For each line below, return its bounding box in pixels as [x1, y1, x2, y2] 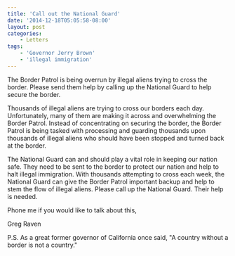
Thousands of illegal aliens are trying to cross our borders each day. [7, 103, 205, 113]
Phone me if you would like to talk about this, [7, 205, 137, 215]
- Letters [20, 37, 49, 44]
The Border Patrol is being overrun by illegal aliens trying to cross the [7, 75, 208, 84]
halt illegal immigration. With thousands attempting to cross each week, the [7, 169, 225, 178]
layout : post [7, 23, 46, 30]
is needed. [7, 192, 38, 200]
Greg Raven [7, 219, 41, 228]
